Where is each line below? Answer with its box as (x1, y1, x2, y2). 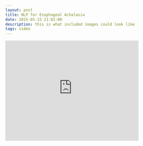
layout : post (5, 7, 33, 13)
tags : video (5, 26, 30, 32)
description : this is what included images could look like (5, 21, 135, 27)
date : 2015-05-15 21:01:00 (5, 17, 62, 22)
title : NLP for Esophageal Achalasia (5, 12, 85, 17)
